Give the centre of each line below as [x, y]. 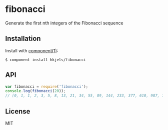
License [18, 111]
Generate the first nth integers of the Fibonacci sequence [64, 23]
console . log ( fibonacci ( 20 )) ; [35, 91]
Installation [23, 39]
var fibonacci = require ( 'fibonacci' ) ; [47, 86]
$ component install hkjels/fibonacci [45, 60]
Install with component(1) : [32, 50]
